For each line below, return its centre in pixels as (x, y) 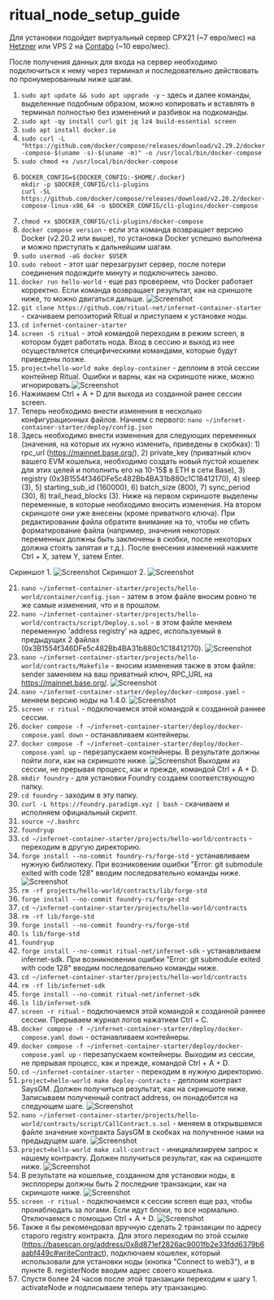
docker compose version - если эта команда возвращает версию (132, 229)
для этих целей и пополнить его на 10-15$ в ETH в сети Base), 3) (133, 470)
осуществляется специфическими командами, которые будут (129, 350)
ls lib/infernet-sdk (56, 1003)
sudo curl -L (43, 139)
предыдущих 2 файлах (60, 639)
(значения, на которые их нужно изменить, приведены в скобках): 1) (141, 444)
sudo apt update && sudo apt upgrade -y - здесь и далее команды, (136, 94)
